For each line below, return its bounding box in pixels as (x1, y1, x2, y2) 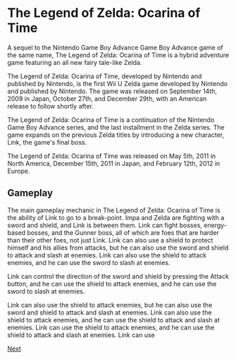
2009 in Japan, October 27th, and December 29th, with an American (7, 94, 207, 103)
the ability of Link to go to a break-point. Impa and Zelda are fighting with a (7, 213, 225, 221)
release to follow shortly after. (7, 102, 94, 110)
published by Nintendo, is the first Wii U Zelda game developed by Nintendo (7, 79, 228, 87)
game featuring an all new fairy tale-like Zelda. (7, 58, 142, 66)
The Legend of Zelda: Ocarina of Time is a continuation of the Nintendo (7, 115, 215, 124)
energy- (204, 221, 228, 229)
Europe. (7, 166, 30, 175)
